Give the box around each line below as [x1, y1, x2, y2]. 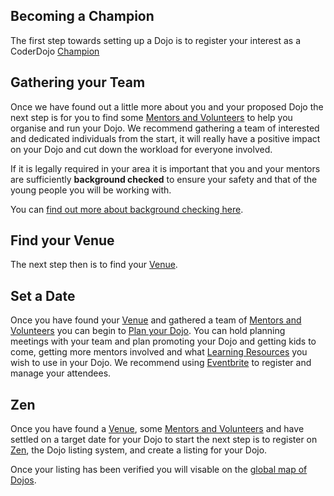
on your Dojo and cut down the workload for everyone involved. [10, 143, 273, 155]
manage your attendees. [10, 367, 112, 379]
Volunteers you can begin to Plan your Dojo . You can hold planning [10, 325, 286, 337]
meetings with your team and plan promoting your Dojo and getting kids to [10, 335, 317, 348]
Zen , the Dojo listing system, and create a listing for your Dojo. [10, 444, 268, 456]
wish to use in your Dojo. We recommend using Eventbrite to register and [10, 357, 312, 369]
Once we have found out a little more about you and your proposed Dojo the [10, 100, 324, 113]
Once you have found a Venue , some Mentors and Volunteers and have [10, 423, 305, 435]
